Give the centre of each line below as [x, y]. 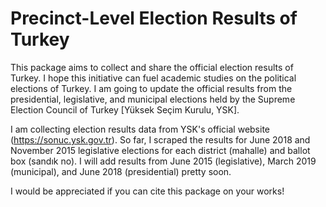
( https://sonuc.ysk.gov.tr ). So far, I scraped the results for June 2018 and [160, 139]
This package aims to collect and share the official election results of [152, 67]
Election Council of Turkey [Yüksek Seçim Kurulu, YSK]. [125, 109]
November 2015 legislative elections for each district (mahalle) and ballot [160, 150]
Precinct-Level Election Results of [154, 18]
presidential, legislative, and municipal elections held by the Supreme [153, 99]
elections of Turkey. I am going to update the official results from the [151, 88]
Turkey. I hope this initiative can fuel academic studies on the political [153, 78]
